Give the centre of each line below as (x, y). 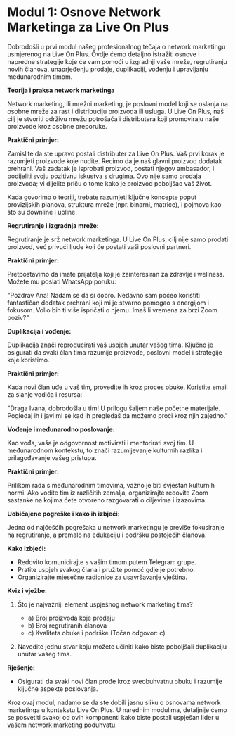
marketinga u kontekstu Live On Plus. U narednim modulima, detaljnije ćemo (117, 710)
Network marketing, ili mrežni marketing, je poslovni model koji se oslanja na (117, 103)
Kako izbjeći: (27, 548)
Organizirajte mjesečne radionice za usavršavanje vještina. (102, 577)
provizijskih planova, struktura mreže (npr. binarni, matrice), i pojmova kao (114, 204)
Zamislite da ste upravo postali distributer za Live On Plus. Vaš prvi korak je (116, 153)
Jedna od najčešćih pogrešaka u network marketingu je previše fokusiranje (116, 527)
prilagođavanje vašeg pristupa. (52, 457)
